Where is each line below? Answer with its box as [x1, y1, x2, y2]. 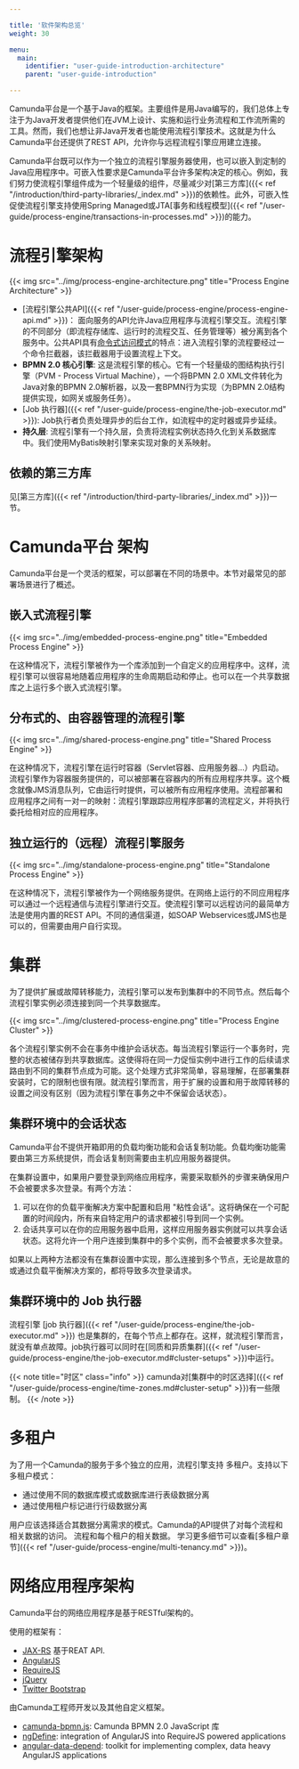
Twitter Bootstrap [21, 1684, 86, 1694]
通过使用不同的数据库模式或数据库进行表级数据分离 [21, 1489, 210, 1500]
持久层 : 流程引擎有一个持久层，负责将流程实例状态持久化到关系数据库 [21, 426, 277, 436]
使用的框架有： [9, 1626, 64, 1636]
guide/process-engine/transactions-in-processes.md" [9, 211, 208, 222]
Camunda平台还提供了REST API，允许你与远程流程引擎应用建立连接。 [9, 137, 267, 147]
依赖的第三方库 [9, 466, 92, 481]
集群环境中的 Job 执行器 [9, 1294, 142, 1309]
